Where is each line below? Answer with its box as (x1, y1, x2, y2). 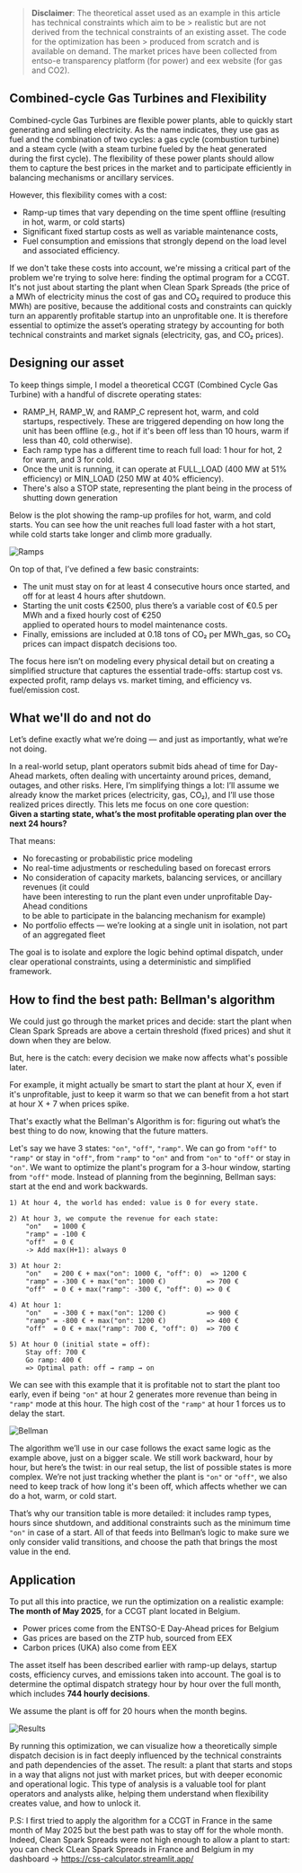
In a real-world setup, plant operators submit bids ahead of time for (9, 761, 259, 772)
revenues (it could (22, 882, 90, 892)
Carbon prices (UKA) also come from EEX (22, 1642, 177, 1653)
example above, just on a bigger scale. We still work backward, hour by (9, 1452, 273, 1463)
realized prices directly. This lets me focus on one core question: (9, 799, 249, 810)
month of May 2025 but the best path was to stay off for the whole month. (9, 1824, 284, 1836)
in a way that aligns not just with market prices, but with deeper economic (9, 1770, 283, 1780)
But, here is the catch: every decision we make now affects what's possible (9, 1052, 289, 1063)
